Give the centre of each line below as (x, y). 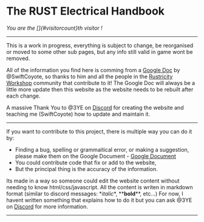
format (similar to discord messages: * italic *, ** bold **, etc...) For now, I (95, 193)
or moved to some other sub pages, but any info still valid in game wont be (100, 52)
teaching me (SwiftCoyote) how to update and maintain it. (78, 114)
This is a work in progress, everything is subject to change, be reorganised (100, 45)
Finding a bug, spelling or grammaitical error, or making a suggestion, (102, 149)
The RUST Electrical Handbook (86, 11)
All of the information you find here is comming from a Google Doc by (93, 70)
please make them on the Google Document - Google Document (95, 156)
